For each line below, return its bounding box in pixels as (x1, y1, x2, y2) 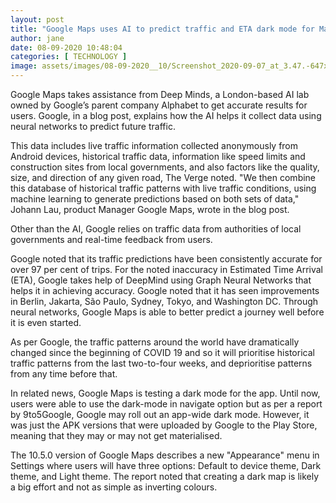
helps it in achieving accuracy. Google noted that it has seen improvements (10, 285, 320, 296)
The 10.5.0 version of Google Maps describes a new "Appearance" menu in (10, 449, 320, 461)
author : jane (10, 33, 65, 43)
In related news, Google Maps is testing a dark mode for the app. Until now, (10, 387, 321, 399)
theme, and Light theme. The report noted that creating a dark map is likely (10, 471, 320, 482)
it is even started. (10, 317, 82, 328)
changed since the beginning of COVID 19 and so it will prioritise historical (10, 347, 315, 358)
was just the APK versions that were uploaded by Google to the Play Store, (10, 419, 318, 431)
